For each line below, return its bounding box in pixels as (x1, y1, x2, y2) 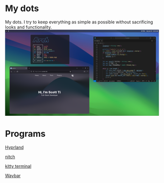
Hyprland (5, 144, 24, 150)
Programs (5, 128, 46, 139)
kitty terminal (5, 163, 32, 169)
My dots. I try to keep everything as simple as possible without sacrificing (5, 19, 153, 25)
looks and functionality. (5, 24, 52, 30)
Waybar (5, 172, 21, 178)
